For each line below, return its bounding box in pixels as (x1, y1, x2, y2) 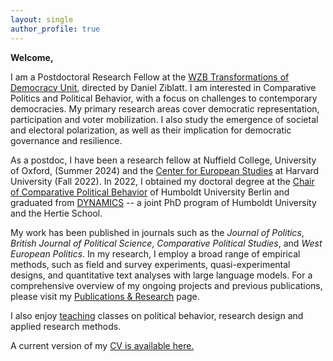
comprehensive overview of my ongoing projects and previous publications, (10, 279, 323, 291)
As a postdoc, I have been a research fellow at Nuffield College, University (10, 154, 317, 166)
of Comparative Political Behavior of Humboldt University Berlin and (10, 186, 290, 198)
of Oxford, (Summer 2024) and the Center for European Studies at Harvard (10, 164, 320, 176)
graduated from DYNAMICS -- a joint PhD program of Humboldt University (10, 196, 317, 208)
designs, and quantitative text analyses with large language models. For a (10, 269, 313, 281)
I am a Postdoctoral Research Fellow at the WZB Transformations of (10, 71, 290, 83)
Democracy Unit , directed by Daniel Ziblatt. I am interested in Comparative (10, 81, 317, 93)
